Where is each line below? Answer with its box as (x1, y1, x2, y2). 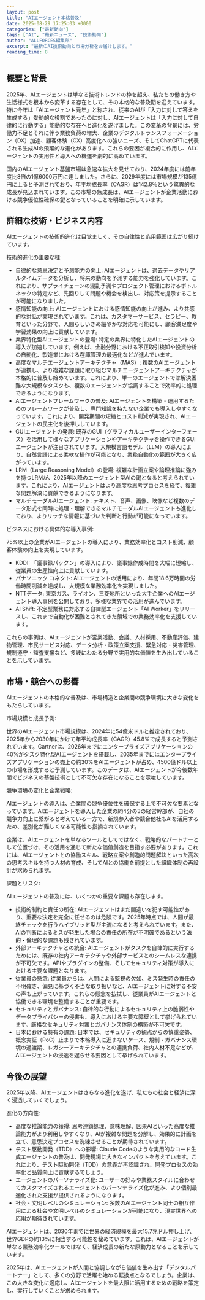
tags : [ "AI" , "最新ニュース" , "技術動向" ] (6, 32, 107, 38)
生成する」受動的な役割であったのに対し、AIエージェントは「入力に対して (6, 114, 194, 121)
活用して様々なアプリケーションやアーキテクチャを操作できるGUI (31, 435, 196, 443)
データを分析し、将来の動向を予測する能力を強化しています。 (36, 274, 192, 282)
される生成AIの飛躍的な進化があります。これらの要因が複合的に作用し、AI (6, 144, 193, 152)
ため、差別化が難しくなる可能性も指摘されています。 (6, 823, 140, 830)
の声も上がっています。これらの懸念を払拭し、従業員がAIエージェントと (15, 990, 197, 998)
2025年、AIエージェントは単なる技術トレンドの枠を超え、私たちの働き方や (6, 90, 196, 98)
